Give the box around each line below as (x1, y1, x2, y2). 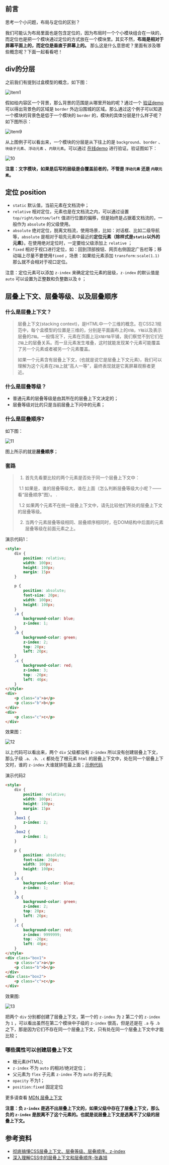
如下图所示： (5, 118, 32, 124)
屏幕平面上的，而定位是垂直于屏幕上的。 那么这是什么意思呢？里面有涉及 (5, 42, 156, 48)
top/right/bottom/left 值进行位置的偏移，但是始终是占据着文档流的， (12, 215, 158, 221)
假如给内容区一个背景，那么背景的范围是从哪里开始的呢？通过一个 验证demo (5, 100, 164, 106)
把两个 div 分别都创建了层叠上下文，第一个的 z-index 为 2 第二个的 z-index (5, 1014, 160, 1020)
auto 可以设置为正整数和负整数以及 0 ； (5, 276, 87, 282)
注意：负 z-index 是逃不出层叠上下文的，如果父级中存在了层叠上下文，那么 (5, 1105, 160, 1111)
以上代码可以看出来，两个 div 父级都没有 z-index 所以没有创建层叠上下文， (5, 749, 161, 755)
